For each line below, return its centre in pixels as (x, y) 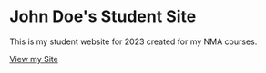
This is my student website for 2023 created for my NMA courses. (133, 41)
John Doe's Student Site (103, 17)
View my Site (34, 59)
